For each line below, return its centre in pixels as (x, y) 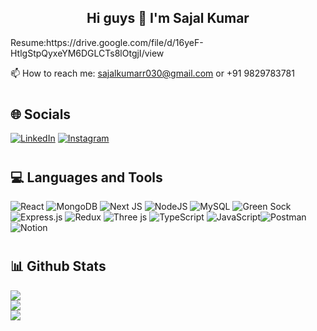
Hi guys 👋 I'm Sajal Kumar (168, 18)
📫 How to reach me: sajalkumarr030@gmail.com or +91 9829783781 (152, 73)
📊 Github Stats (58, 266)
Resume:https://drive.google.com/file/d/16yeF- (107, 42)
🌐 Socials (41, 114)
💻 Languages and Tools (86, 177)
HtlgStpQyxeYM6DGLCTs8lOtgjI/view (87, 53)
